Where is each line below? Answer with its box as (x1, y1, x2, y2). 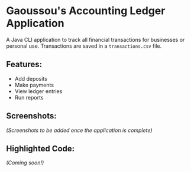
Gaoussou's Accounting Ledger (6, 4, 166, 18)
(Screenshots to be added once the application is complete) (6, 127, 153, 134)
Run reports (14, 94, 44, 101)
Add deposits (14, 75, 47, 82)
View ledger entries (14, 87, 63, 95)
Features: (6, 59, 43, 70)
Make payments (14, 81, 54, 88)
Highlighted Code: (6, 143, 75, 154)
